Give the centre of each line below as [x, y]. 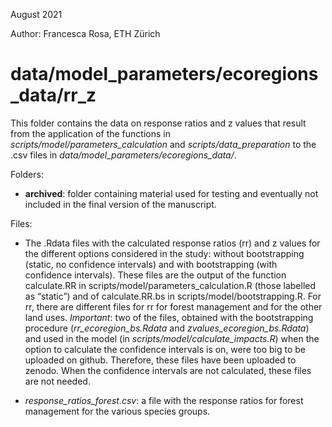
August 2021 [36, 14]
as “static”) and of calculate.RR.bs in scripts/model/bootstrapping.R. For [173, 296]
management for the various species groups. [117, 411]
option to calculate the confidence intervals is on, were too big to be [165, 349]
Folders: [27, 174]
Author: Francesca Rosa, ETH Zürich [85, 33]
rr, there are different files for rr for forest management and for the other [173, 306]
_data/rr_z [53, 95]
